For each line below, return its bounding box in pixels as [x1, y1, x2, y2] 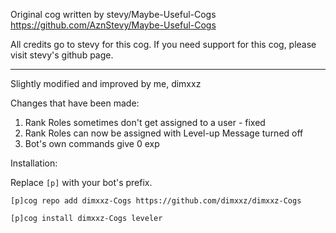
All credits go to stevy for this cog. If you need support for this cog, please [10, 39, 317, 50]
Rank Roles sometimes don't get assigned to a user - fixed [24, 117, 266, 128]
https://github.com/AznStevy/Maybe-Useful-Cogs [10, 19, 217, 31]
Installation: [10, 157, 58, 169]
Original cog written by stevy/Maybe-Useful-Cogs [10, 9, 217, 20]
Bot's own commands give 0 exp [24, 138, 160, 149]
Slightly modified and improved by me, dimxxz [10, 78, 202, 89]
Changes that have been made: [10, 97, 140, 109]
